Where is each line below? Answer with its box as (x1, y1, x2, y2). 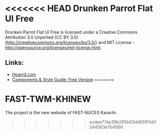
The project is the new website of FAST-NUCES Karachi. (5, 109, 117, 115)
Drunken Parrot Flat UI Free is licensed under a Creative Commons (5, 29, 138, 35)
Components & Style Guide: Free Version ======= (12, 76, 115, 82)
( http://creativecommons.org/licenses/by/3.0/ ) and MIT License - (5, 39, 135, 45)
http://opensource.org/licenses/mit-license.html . (5, 45, 102, 50)
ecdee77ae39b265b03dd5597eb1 (89, 119, 156, 125)
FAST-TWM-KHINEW (5, 93, 91, 104)
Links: (5, 59, 24, 67)
